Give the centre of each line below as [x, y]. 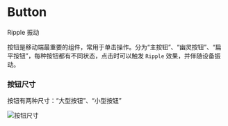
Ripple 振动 [23, 32]
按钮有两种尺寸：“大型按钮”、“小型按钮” [64, 101]
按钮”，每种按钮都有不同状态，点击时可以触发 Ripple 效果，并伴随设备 [114, 56]
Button [27, 12]
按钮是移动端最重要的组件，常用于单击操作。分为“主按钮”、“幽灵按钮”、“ [111, 47]
